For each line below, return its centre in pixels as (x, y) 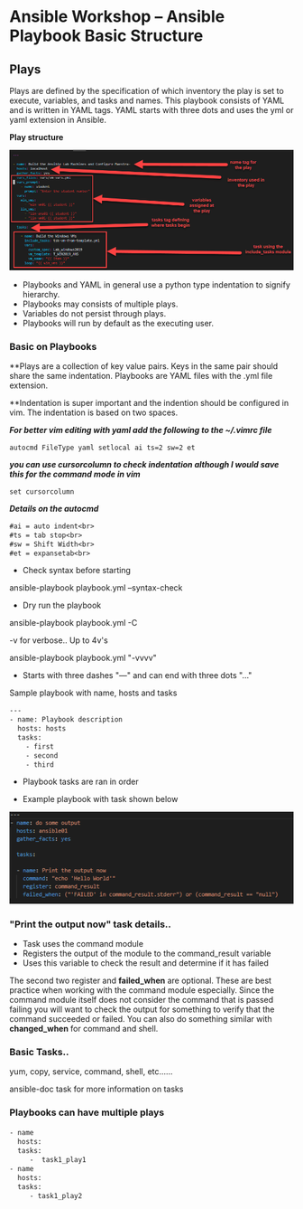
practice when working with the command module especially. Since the (142, 990)
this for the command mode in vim (75, 474)
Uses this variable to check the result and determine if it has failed (145, 963)
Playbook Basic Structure (106, 36)
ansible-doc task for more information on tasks (96, 1089)
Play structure (37, 137)
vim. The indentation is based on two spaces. (94, 412)
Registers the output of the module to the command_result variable (147, 954)
